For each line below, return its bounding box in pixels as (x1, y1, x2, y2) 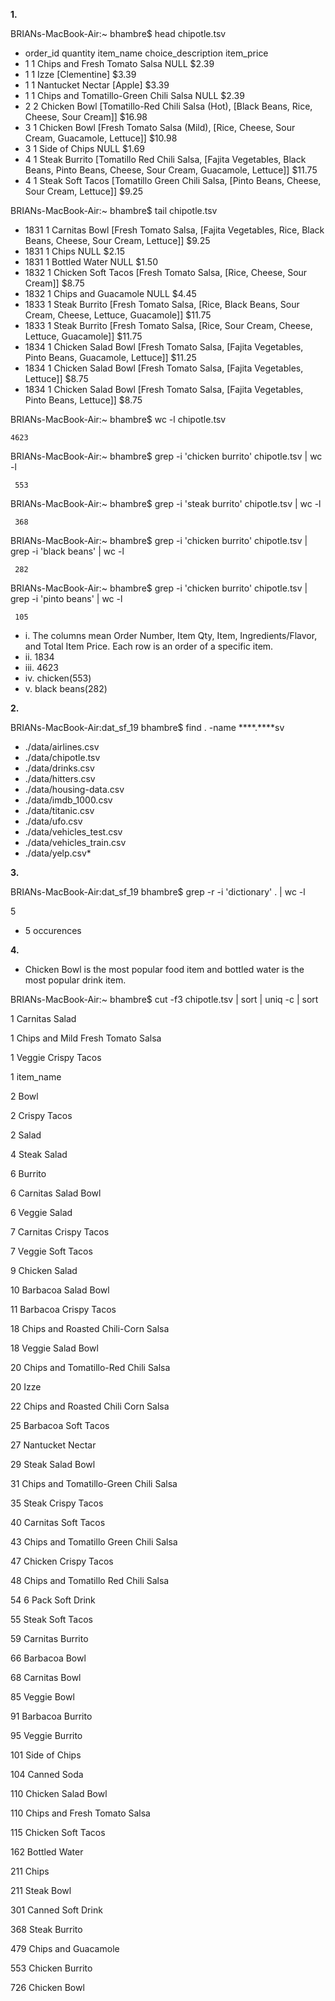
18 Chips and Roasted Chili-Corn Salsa (10, 1323, 170, 1334)
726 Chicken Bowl (10, 1982, 85, 1993)
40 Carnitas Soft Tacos (10, 1517, 106, 1528)
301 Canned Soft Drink (10, 1904, 103, 1916)
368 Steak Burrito (10, 1924, 83, 1935)
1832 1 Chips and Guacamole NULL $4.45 (24, 288, 197, 299)
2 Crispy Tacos (10, 1110, 73, 1121)
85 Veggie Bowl (10, 1691, 75, 1703)
